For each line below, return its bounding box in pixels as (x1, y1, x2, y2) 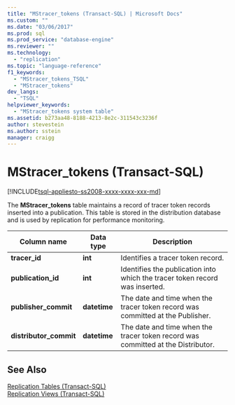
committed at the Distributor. (120, 340, 215, 350)
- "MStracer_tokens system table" (13, 108, 114, 115)
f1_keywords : (7, 69, 45, 76)
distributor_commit (10, 331, 76, 341)
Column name (20, 237, 68, 247)
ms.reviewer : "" (7, 43, 55, 50)
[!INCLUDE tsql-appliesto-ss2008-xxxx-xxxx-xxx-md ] (7, 187, 161, 196)
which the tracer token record (120, 273, 218, 283)
